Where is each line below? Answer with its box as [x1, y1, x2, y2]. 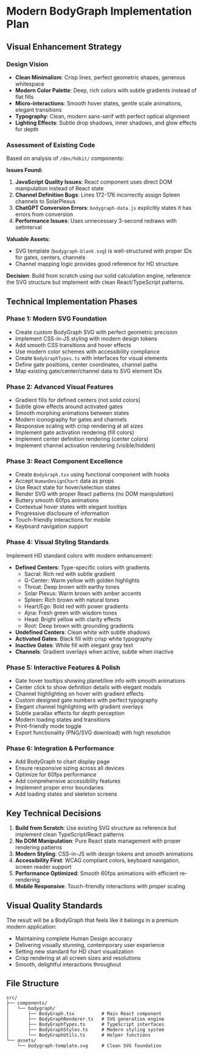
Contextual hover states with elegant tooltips [15, 503, 128, 511]
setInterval [15, 224, 43, 231]
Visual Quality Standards [6, 900, 103, 910]
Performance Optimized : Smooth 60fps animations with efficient [15, 870, 179, 877]
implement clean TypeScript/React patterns [15, 831, 125, 838]
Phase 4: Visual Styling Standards [6, 538, 109, 547]
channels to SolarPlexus [15, 198, 76, 205]
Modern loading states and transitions [15, 716, 111, 724]
